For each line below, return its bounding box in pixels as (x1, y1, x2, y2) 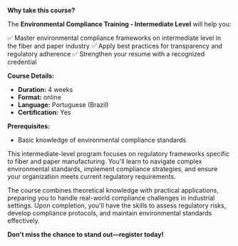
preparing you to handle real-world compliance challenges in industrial (7, 194, 215, 202)
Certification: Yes (17, 108, 71, 116)
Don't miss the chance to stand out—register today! (7, 230, 164, 238)
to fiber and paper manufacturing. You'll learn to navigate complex (7, 157, 202, 165)
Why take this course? (7, 6, 76, 14)
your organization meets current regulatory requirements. (7, 173, 176, 180)
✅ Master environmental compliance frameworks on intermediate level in (7, 34, 222, 42)
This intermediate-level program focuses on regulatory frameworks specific (7, 150, 230, 158)
